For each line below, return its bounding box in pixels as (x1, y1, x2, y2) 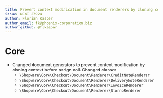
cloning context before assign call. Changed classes (12, 67, 117, 73)
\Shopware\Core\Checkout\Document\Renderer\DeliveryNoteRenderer (19, 78, 154, 83)
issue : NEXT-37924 (5, 12, 42, 16)
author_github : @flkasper (5, 25, 57, 30)
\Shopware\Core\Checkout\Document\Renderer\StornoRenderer (19, 88, 142, 93)
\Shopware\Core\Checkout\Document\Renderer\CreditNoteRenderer (19, 73, 150, 78)
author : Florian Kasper (5, 16, 53, 21)
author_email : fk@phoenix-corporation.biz (5, 20, 92, 26)
